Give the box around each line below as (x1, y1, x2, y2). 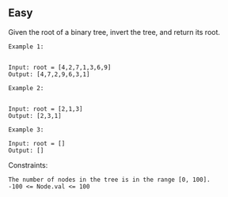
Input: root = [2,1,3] (8, 104, 83, 113)
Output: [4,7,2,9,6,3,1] (8, 70, 90, 78)
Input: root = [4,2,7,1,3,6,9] (8, 63, 112, 71)
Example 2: (8, 84, 44, 92)
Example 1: (8, 43, 44, 51)
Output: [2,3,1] (8, 112, 62, 119)
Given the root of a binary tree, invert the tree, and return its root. (8, 27, 220, 36)
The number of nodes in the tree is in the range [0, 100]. (8, 176, 211, 184)
